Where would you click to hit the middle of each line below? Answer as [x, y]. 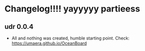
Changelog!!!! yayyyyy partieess [72, 9]
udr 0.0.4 [19, 27]
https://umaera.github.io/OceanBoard [49, 43]
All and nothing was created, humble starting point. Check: [71, 38]
